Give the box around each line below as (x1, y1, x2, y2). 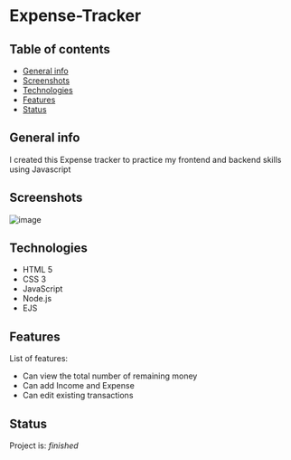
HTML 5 (22, 264, 53, 275)
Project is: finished (9, 440, 79, 451)
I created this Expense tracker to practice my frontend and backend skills (9, 154, 282, 165)
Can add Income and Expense (22, 380, 136, 391)
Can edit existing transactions (22, 390, 134, 401)
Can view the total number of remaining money (22, 370, 198, 381)
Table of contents (9, 42, 110, 57)
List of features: (9, 353, 69, 364)
